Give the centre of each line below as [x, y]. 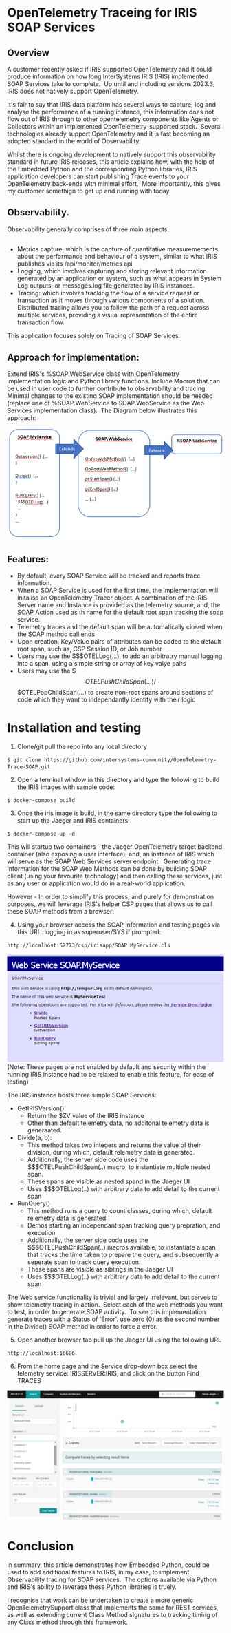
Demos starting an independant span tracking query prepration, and [124, 1225]
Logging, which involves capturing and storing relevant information [112, 271]
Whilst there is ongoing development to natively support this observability [112, 154]
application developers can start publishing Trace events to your [98, 176]
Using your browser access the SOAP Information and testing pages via [119, 925]
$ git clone [24, 760]
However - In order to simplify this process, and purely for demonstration [111, 897]
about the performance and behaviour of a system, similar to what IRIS [117, 257]
